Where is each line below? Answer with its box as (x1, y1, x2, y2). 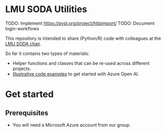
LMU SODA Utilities (5, 4, 87, 15)
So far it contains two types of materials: (5, 50, 90, 56)
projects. (12, 65, 31, 72)
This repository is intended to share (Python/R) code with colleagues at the (5, 35, 161, 41)
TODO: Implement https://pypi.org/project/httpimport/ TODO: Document (5, 20, 155, 26)
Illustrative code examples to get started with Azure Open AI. (12, 71, 139, 77)
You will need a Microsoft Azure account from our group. (12, 122, 131, 128)
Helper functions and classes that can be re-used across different (12, 60, 150, 66)
